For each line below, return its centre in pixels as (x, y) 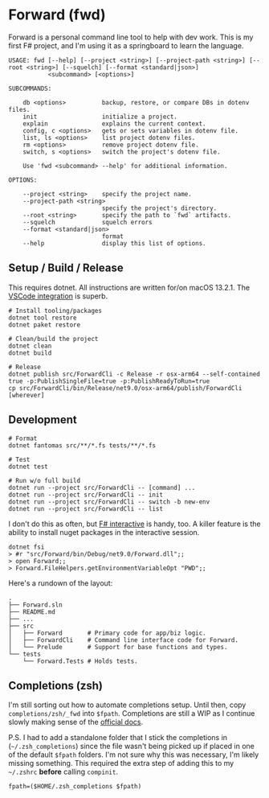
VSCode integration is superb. (58, 296)
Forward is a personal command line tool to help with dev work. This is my (131, 37)
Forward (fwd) (57, 15)
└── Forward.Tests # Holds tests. (80, 661)
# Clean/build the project (53, 339)
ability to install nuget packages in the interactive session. (104, 532)
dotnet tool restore (43, 318)
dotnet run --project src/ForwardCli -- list (86, 508)
